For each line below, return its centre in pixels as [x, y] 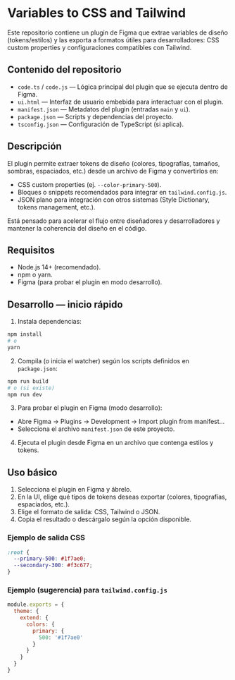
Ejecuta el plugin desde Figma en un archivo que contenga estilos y [115, 443]
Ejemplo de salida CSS [46, 538]
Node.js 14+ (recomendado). [59, 267]
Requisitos [31, 250]
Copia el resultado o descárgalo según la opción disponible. [104, 519]
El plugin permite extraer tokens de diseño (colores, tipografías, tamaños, [114, 163]
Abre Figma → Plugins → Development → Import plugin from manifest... [121, 422]
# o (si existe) [31, 388]
